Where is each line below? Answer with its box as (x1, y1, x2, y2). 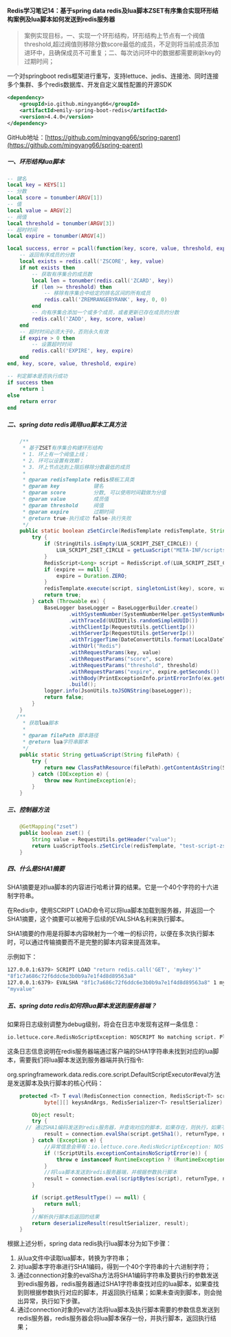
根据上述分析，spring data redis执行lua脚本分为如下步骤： (7, 1239, 172, 1248)
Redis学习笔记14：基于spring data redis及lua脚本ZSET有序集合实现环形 (7, 6, 213, 14)
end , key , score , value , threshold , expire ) (7, 360, 137, 367)
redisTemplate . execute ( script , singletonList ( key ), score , (43, 585, 217, 592)
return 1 (19, 385, 45, 392)
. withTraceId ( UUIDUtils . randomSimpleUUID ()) (68, 617, 198, 624)
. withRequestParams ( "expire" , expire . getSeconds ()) (68, 668, 220, 675)
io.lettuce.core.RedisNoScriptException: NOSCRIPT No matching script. (7, 1034, 217, 1041)
